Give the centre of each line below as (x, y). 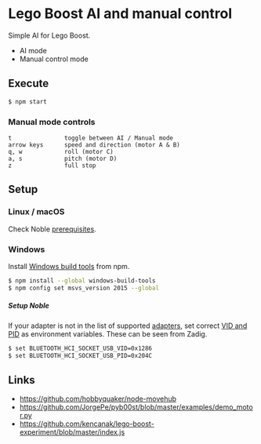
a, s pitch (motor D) (63, 158)
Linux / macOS (36, 212)
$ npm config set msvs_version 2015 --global (83, 288)
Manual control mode (54, 59)
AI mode (33, 50)
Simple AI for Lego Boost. (49, 35)
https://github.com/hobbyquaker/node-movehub (98, 399)
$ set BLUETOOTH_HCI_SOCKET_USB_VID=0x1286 (80, 348)
